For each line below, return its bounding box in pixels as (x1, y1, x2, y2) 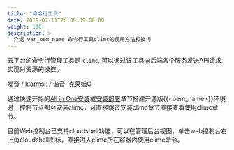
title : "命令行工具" (7, 10, 61, 17)
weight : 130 (7, 23, 42, 30)
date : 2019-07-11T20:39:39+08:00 (7, 17, 105, 24)
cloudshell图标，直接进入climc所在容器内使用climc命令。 (19, 135, 184, 144)
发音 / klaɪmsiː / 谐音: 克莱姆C (7, 80, 92, 88)
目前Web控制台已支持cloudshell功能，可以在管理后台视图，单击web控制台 (7, 127, 221, 135)
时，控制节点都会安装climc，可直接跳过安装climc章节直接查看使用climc (7, 103, 213, 112)
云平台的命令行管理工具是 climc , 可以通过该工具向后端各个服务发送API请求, (7, 57, 224, 65)
